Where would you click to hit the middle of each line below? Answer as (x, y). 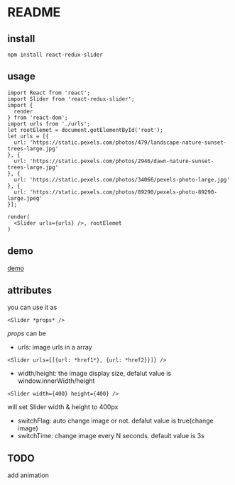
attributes (29, 290)
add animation (28, 475)
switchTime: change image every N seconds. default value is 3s (111, 436)
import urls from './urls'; (49, 124)
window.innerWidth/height (56, 381)
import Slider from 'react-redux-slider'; (71, 99)
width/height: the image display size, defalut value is (94, 374)
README (34, 12)
